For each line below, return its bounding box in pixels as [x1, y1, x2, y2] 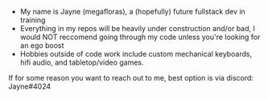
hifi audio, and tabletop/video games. [19, 57, 144, 67]
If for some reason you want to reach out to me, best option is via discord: [8, 73, 254, 82]
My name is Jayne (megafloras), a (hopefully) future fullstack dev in [19, 7, 245, 16]
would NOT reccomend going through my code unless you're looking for [19, 32, 261, 42]
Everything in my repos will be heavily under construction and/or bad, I [19, 24, 256, 33]
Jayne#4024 [8, 81, 52, 91]
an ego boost [19, 41, 64, 50]
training [19, 15, 46, 25]
